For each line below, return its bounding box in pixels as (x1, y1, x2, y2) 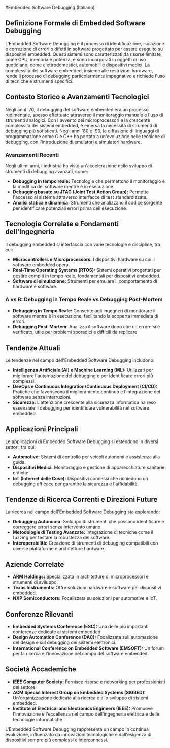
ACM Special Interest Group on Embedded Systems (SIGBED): (12, 689, 146, 695)
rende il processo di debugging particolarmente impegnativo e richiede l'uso (5, 73, 165, 79)
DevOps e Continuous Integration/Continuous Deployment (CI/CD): (12, 383, 158, 389)
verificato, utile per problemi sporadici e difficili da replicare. (12, 329, 139, 335)
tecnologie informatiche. (12, 716, 64, 722)
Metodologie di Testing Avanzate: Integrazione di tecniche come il (12, 529, 154, 535)
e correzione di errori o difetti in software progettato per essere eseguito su (5, 46, 163, 52)
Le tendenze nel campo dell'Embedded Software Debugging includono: (5, 357, 155, 363)
